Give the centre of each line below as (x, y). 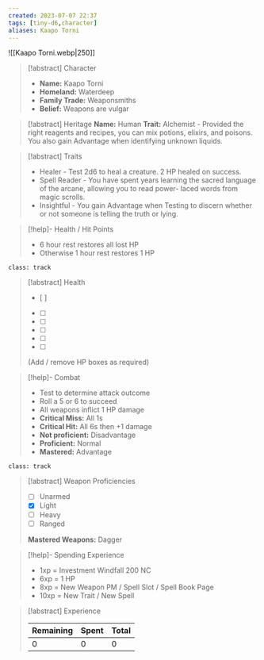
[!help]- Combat (54, 378)
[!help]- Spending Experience (76, 554)
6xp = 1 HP (57, 578)
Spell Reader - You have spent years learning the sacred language (147, 180)
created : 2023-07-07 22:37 (53, 15)
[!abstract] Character (62, 68)
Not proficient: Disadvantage (88, 435)
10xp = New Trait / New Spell (87, 595)
